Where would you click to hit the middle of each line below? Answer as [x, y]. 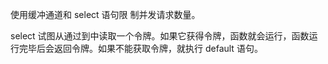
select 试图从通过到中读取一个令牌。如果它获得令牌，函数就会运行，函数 [160, 36]
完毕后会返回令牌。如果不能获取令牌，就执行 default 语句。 [140, 48]
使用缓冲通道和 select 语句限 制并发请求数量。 [105, 14]
